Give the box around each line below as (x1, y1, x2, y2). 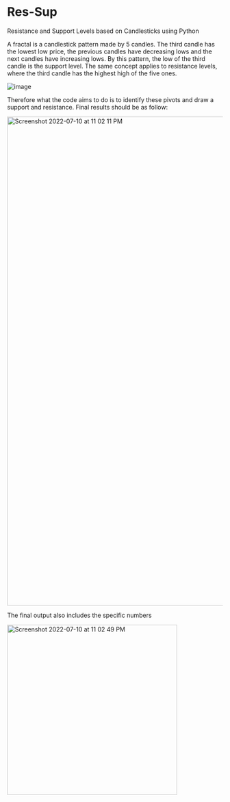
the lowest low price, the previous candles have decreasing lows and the (7, 47, 212, 55)
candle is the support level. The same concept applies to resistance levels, (7, 62, 218, 70)
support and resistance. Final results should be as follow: (7, 103, 168, 111)
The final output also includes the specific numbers (7, 611, 152, 619)
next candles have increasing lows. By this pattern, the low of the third (7, 54, 205, 62)
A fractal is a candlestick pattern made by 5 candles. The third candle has (7, 40, 216, 48)
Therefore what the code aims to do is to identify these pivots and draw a (7, 95, 214, 103)
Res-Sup (7, 4, 57, 20)
